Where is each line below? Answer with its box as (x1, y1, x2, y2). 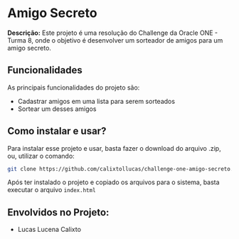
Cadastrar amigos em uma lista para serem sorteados (17, 97, 176, 105)
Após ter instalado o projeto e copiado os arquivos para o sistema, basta (7, 178, 220, 186)
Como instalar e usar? (7, 125, 107, 137)
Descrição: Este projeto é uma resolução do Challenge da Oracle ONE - (7, 28, 218, 37)
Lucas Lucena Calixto (17, 225, 82, 234)
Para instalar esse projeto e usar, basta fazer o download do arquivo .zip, (7, 144, 222, 152)
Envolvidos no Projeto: (7, 206, 110, 218)
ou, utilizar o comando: (7, 152, 75, 160)
